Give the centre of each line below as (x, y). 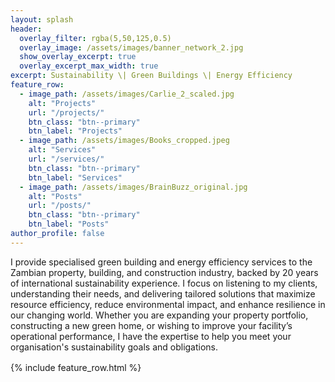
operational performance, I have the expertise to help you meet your (151, 336)
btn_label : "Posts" (69, 224)
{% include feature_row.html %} (76, 367)
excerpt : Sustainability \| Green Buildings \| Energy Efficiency (151, 76)
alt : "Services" (62, 150)
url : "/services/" (66, 159)
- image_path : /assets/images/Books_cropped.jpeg (124, 141)
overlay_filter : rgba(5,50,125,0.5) (95, 38)
